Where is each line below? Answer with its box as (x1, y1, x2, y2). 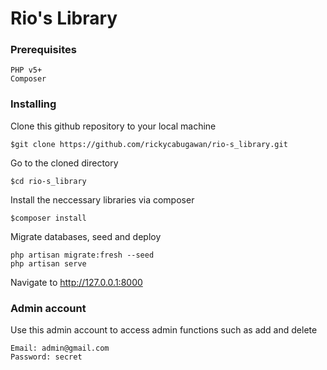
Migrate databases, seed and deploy (10, 230, 162, 242)
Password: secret (10, 352, 83, 362)
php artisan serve (10, 258, 87, 269)
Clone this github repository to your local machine (10, 120, 217, 132)
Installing (10, 97, 57, 111)
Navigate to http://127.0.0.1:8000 (10, 276, 143, 288)
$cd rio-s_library (10, 176, 87, 186)
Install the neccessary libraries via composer (10, 193, 195, 206)
